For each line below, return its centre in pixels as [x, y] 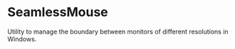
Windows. [22, 38]
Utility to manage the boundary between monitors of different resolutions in [118, 31]
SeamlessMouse [58, 12]
